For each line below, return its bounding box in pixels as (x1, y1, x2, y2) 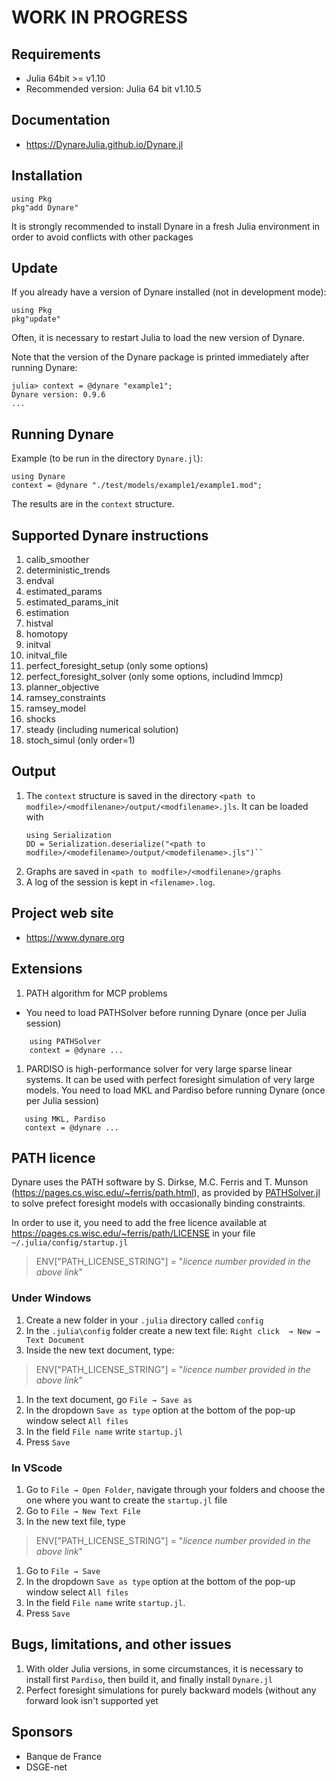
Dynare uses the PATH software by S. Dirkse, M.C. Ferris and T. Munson (11, 1176, 309, 1188)
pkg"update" (11, 314, 61, 325)
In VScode (11, 1461, 63, 1475)
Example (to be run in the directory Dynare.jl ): (11, 452, 203, 465)
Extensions (11, 961, 83, 978)
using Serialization (25, 830, 112, 840)
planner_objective (25, 681, 100, 693)
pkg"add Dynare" (11, 202, 79, 213)
